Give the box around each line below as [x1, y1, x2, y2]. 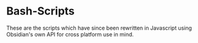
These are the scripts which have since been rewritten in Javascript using [6, 24, 193, 31]
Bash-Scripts [6, 4, 75, 18]
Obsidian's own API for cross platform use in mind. [6, 30, 134, 38]
